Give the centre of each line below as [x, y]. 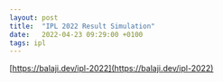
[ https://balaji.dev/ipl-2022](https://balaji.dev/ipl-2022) [111, 68]
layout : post [34, 18]
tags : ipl [28, 43]
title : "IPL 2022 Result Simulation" [82, 26]
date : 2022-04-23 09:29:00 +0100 [76, 34]
